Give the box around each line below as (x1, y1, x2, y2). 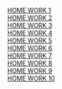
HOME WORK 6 (7, 44, 53, 52)
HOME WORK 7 (7, 51, 52, 60)
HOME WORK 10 (7, 74, 55, 83)
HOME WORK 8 (7, 59, 53, 67)
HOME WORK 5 (7, 36, 53, 45)
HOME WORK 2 (7, 14, 53, 22)
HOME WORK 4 (7, 28, 53, 37)
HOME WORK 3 (7, 21, 53, 29)
